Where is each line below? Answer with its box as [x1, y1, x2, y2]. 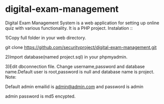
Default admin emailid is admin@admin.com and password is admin [5, 83, 144, 90]
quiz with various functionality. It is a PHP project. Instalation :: [5, 25, 133, 31]
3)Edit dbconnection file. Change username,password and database [5, 63, 145, 69]
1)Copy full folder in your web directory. [5, 35, 86, 41]
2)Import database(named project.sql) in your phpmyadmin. [5, 53, 128, 60]
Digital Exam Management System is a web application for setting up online [5, 20, 160, 26]
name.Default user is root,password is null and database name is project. [5, 68, 155, 75]
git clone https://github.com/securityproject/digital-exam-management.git [5, 44, 157, 50]
